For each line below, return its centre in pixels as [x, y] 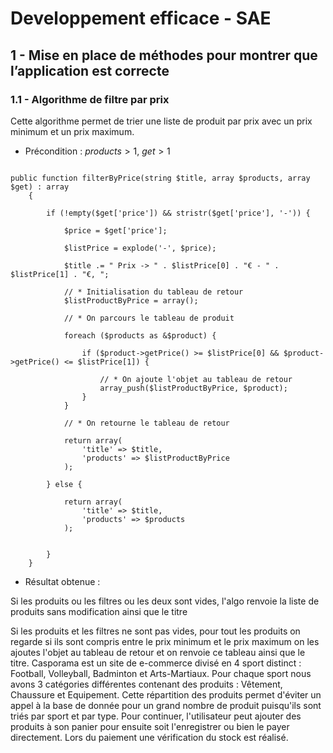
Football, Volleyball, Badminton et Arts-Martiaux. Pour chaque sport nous [161, 673]
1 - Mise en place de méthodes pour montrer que [164, 55]
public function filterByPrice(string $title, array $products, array [160, 178]
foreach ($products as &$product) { [140, 335]
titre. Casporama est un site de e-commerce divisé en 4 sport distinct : [156, 663]
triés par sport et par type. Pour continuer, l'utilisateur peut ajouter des [156, 716]
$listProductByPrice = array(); [131, 300]
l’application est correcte [90, 70]
